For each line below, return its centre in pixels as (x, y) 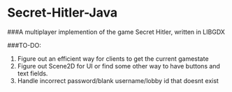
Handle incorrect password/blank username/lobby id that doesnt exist (118, 80)
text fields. (32, 73)
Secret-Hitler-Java (62, 13)
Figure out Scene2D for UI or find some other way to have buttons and (118, 66)
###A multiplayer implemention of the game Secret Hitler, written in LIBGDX (116, 32)
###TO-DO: (24, 45)
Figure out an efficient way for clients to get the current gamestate (113, 58)
